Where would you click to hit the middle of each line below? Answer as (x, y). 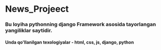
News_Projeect (37, 9)
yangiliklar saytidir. (29, 30)
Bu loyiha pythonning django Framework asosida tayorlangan (80, 25)
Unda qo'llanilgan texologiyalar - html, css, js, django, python (70, 42)
